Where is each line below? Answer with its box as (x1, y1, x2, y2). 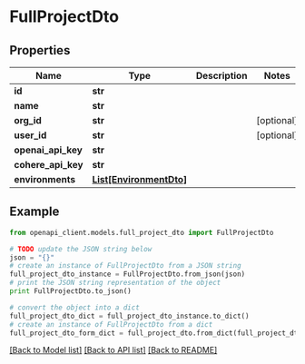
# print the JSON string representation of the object (9, 279, 221, 288)
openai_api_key (14, 143, 84, 156)
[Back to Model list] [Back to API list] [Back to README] (9, 345, 218, 356)
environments (14, 173, 75, 185)
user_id (14, 129, 47, 142)
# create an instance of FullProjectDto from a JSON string (9, 261, 242, 271)
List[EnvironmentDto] (92, 173, 188, 185)
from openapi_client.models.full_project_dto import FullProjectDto (9, 228, 274, 237)
